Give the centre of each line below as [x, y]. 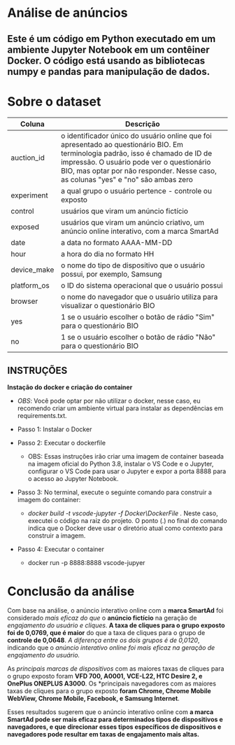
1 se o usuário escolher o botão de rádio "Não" [138, 337]
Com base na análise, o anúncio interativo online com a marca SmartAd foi [115, 611]
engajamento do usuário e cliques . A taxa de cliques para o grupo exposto [116, 625]
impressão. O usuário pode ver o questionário [136, 162]
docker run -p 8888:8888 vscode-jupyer [86, 563]
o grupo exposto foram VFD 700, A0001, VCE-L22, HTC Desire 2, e [105, 676]
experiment [29, 195]
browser [24, 301]
